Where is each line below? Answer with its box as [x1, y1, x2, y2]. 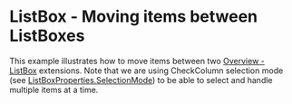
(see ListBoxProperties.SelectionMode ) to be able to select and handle [9, 74, 274, 85]
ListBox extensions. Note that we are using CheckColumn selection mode [9, 65, 284, 76]
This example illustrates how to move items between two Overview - [9, 55, 265, 66]
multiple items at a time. [9, 84, 99, 95]
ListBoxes [9, 25, 85, 46]
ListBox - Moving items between [9, 6, 258, 27]
